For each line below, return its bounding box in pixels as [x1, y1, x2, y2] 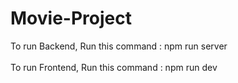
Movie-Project [10, 7, 132, 30]
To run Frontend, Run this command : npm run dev [10, 61, 218, 73]
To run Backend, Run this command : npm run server [10, 40, 228, 52]
